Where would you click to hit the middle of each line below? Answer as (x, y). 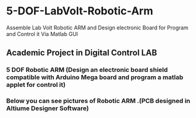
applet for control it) (36, 85)
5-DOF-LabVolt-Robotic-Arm (80, 11)
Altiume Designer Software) (48, 108)
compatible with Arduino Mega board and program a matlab (95, 77)
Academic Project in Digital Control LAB (82, 53)
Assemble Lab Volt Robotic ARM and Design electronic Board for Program (97, 28)
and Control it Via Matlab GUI (42, 34)
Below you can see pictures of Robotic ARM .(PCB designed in (98, 101)
